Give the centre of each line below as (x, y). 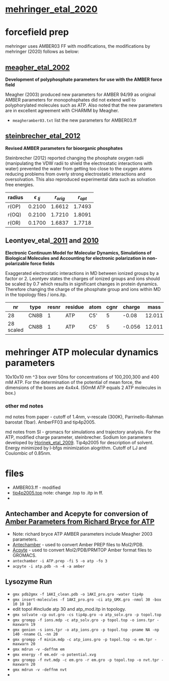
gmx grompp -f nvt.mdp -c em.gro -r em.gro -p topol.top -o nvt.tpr (86, 660)
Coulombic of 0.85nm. (28, 453)
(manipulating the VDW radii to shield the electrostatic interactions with (79, 163)
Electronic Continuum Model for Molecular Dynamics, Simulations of (78, 253)
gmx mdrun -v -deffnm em (38, 649)
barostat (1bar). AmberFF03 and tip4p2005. (51, 422)
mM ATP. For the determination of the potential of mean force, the (73, 382)
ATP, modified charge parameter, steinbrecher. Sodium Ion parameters (78, 437)
